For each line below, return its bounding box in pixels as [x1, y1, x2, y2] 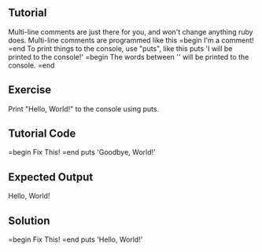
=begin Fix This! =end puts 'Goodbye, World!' [8, 148, 156, 157]
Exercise [8, 83, 52, 97]
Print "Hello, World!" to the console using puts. [8, 104, 160, 113]
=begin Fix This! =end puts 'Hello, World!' [8, 235, 143, 244]
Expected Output [8, 170, 94, 184]
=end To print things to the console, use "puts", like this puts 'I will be [8, 43, 233, 53]
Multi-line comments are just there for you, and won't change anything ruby [8, 27, 253, 36]
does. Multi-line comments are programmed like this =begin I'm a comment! [8, 35, 254, 45]
